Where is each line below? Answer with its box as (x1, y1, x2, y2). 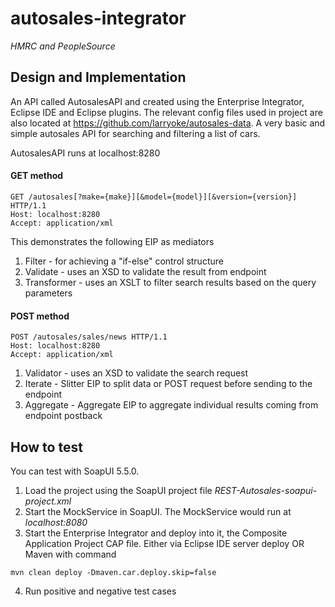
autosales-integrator (10, 7, 187, 30)
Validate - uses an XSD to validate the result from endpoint (24, 265, 267, 277)
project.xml (24, 495, 72, 507)
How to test (10, 438, 83, 456)
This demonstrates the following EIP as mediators (10, 235, 215, 247)
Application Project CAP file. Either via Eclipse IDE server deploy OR (24, 537, 305, 549)
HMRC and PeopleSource (10, 40, 116, 52)
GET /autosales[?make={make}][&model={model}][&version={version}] (10, 192, 298, 202)
